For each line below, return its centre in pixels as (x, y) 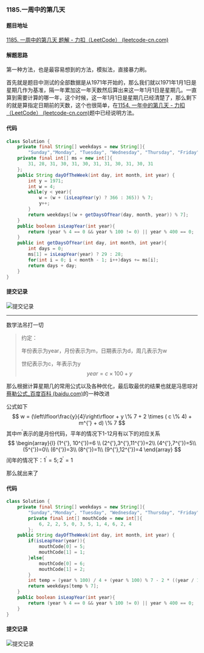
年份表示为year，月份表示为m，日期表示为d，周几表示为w (94, 350)
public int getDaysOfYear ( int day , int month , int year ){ (92, 243)
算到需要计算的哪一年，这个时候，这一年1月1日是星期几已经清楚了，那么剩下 (102, 98)
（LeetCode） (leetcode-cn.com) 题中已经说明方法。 (72, 113)
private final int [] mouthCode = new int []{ (85, 518)
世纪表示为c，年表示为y (51, 364)
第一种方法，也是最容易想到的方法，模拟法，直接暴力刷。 (78, 70)
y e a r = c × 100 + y (109, 373)
